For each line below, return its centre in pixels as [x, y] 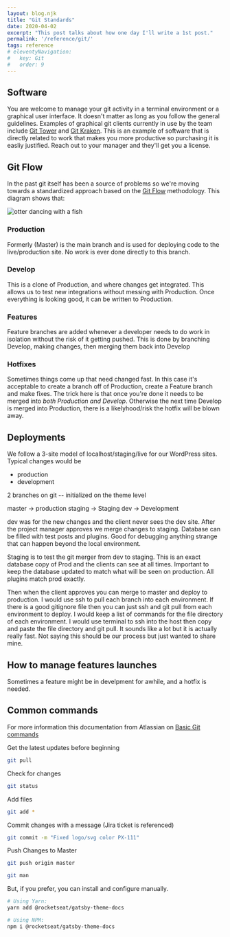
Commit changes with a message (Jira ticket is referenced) [91, 825]
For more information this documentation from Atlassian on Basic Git [104, 727]
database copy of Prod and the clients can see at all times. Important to [108, 564]
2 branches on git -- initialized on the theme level [77, 495]
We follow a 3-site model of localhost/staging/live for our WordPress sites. [112, 454]
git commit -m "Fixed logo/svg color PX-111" [73, 837]
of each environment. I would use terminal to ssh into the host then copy [110, 621]
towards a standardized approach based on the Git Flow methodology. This [114, 191]
